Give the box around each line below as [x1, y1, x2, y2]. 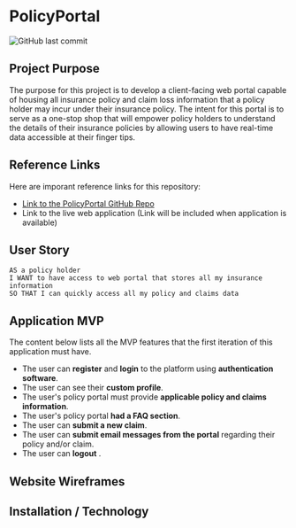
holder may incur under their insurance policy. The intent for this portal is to [9, 104, 285, 114]
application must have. [9, 346, 92, 357]
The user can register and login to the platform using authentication [21, 363, 274, 374]
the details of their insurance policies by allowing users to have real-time [9, 122, 274, 133]
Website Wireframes [9, 474, 125, 489]
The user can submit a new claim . [21, 420, 148, 431]
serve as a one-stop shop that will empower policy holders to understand [9, 113, 276, 123]
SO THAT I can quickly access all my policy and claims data [9, 290, 239, 299]
